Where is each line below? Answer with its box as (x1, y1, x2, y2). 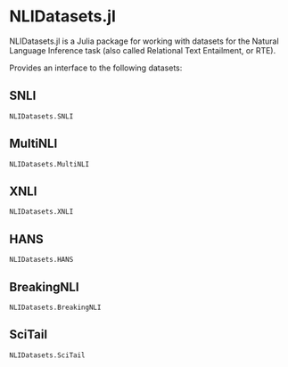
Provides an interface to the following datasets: (9, 62, 183, 73)
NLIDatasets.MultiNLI (9, 159, 90, 168)
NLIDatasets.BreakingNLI (9, 303, 102, 312)
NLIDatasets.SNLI (9, 111, 74, 121)
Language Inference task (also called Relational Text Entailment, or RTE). (9, 45, 276, 55)
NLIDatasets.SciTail (9, 350, 86, 360)
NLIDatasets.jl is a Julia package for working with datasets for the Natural (9, 36, 279, 46)
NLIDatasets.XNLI (9, 208, 74, 216)
